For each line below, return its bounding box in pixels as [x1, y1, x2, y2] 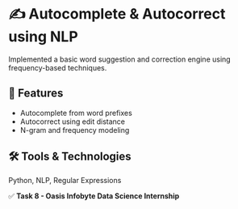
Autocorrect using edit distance [19, 117, 125, 126]
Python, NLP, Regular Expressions [8, 175, 122, 185]
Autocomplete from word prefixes [19, 108, 133, 117]
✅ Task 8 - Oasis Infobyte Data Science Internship [8, 190, 180, 201]
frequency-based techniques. [8, 62, 107, 72]
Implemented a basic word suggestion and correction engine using [8, 54, 232, 64]
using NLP [8, 28, 78, 46]
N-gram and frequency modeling [19, 125, 130, 134]
